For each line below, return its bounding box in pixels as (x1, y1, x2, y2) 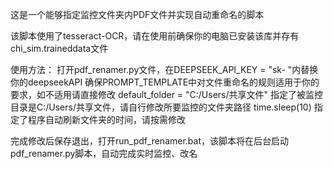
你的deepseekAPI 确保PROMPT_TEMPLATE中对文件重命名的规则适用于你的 (10, 76, 320, 88)
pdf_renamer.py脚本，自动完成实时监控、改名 (10, 148, 198, 159)
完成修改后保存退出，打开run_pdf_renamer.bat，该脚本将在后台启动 (10, 135, 289, 147)
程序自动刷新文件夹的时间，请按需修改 (27, 114, 186, 125)
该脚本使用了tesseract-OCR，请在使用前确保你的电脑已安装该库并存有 (10, 30, 300, 42)
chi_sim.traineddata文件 (10, 43, 109, 54)
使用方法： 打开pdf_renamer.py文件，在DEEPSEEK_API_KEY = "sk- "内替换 (10, 64, 319, 75)
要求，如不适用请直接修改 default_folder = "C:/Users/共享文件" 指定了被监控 (10, 89, 323, 100)
